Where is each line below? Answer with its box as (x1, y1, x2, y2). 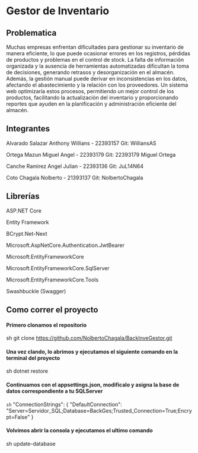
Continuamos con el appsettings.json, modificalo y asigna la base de (6, 381, 180, 388)
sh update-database (6, 440, 56, 447)
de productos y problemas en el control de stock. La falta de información (6, 56, 184, 63)
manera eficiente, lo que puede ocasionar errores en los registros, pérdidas (6, 50, 191, 57)
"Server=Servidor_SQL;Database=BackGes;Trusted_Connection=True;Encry (6, 407, 193, 414)
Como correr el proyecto (6, 305, 98, 315)
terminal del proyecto (6, 354, 60, 362)
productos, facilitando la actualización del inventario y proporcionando (6, 94, 179, 101)
